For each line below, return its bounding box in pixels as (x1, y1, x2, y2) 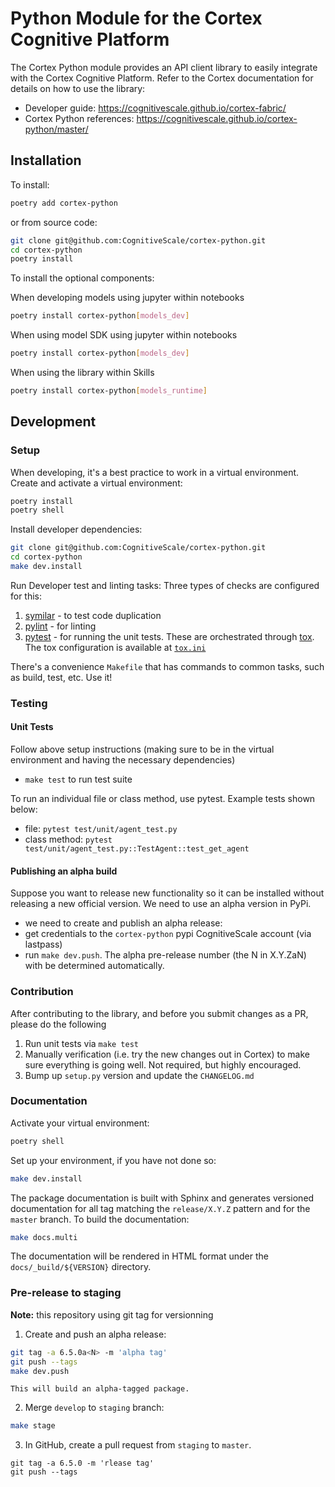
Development (10, 413, 97, 431)
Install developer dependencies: (10, 523, 143, 536)
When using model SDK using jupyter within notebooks (10, 329, 238, 341)
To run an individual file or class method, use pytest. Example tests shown (10, 793, 316, 805)
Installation (10, 152, 82, 169)
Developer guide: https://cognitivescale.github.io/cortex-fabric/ (24, 102, 287, 114)
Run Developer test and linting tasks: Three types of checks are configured (10, 579, 320, 591)
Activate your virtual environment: (10, 1117, 150, 1129)
